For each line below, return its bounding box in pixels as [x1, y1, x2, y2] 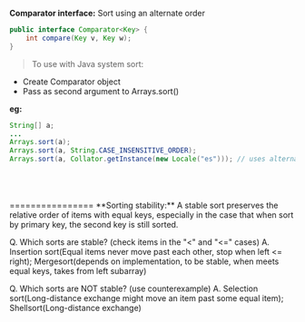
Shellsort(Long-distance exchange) [9, 303, 143, 313]
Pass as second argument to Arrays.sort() [22, 85, 180, 96]
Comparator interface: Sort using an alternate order [9, 8, 206, 18]
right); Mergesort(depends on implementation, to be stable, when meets [9, 256, 280, 267]
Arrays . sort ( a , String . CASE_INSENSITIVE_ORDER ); [9, 146, 197, 155]
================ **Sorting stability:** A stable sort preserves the [9, 200, 279, 210]
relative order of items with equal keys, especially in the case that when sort [9, 210, 294, 220]
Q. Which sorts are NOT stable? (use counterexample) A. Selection [9, 283, 259, 294]
